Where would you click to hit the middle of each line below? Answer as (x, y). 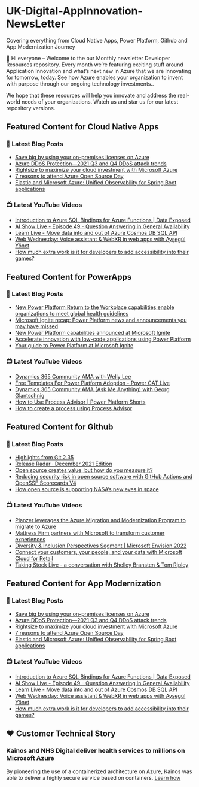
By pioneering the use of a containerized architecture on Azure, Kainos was (99, 771)
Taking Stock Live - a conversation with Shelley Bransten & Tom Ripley (102, 565)
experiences (30, 539)
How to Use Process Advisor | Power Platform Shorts (80, 402)
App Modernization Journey (41, 47)
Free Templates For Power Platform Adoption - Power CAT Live (92, 383)
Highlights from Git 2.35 (44, 457)
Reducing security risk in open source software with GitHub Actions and (104, 476)
